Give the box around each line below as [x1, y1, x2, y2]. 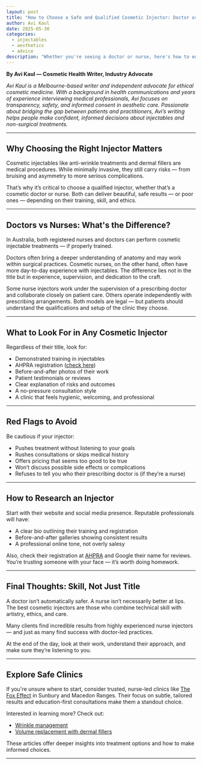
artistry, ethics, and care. [6, 610, 68, 617]
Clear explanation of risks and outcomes [14, 381, 115, 388]
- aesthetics [11, 43, 44, 49]
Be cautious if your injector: [6, 433, 75, 440]
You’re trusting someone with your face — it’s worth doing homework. [6, 558, 179, 565]
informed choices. [6, 746, 51, 754]
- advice [11, 48, 34, 54]
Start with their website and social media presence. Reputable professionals [6, 509, 194, 516]
